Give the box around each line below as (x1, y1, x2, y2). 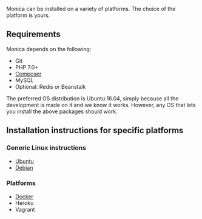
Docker (15, 193, 34, 200)
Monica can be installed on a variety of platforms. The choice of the (6, 5, 176, 12)
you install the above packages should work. (6, 108, 118, 115)
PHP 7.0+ (15, 63, 38, 71)
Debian (15, 164, 33, 171)
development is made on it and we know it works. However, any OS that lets (6, 101, 196, 108)
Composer (15, 70, 42, 77)
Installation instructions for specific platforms (6, 125, 184, 136)
